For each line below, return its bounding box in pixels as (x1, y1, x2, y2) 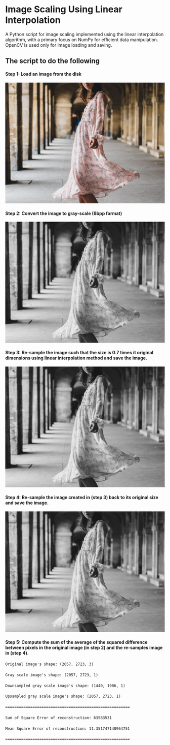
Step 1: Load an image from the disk (5, 71, 82, 77)
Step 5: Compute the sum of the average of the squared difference (5, 639, 148, 645)
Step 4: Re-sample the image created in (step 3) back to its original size (5, 494, 158, 500)
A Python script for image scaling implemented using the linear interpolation (5, 31, 164, 37)
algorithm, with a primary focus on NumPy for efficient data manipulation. (5, 37, 158, 43)
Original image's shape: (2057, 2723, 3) (5, 662, 94, 667)
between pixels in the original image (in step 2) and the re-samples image (5, 644, 163, 650)
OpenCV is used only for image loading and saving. (5, 42, 112, 48)
